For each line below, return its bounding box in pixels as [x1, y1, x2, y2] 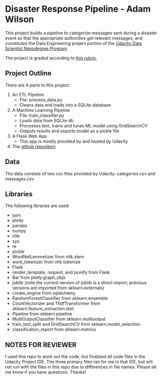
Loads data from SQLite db [19, 117, 74, 123]
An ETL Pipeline [12, 91, 44, 97]
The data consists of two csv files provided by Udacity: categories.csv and [5, 170, 156, 176]
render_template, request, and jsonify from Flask [12, 270, 110, 275]
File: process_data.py [19, 97, 62, 103]
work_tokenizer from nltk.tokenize [12, 259, 81, 265]
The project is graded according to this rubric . [5, 55, 98, 61]
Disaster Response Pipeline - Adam [5, 3, 151, 15]
